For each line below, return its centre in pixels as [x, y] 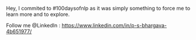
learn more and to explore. [38, 14]
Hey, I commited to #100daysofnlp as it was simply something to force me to [98, 8]
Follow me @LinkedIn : [33, 25]
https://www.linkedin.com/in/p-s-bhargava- [114, 25]
